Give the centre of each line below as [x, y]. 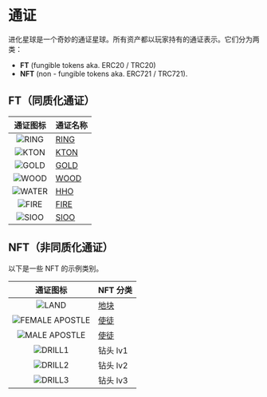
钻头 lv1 [113, 350]
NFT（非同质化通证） [61, 248]
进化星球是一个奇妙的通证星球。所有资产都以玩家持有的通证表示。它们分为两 [134, 39]
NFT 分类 [116, 290]
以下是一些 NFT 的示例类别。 [56, 268]
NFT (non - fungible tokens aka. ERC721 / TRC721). [104, 73]
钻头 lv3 [113, 380]
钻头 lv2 [113, 365]
